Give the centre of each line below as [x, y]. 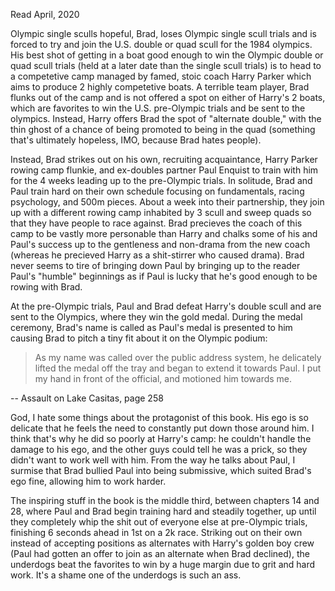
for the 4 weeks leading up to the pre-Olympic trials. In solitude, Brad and [161, 180]
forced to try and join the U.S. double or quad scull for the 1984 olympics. [161, 44]
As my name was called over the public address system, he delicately [178, 357]
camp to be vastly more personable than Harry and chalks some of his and [164, 233]
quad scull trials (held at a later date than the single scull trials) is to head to [166, 65]
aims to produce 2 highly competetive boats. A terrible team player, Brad [160, 87]
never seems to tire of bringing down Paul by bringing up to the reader [155, 265]
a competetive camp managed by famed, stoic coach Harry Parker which [161, 76]
